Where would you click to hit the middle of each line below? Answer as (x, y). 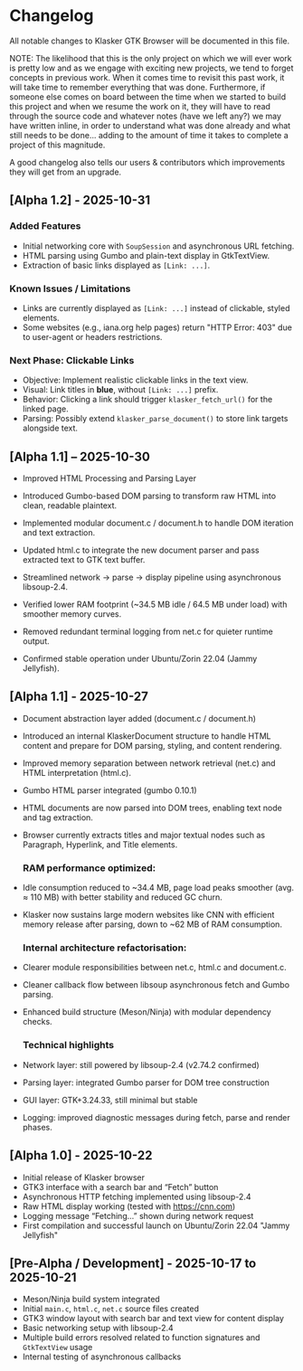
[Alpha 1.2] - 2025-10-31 (80, 200)
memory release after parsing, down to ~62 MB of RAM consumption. (152, 924)
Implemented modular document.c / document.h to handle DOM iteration (158, 523)
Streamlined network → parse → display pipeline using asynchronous (152, 577)
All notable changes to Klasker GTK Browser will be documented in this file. (150, 41)
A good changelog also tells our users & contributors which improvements (147, 162)
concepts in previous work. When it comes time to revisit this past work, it (147, 77)
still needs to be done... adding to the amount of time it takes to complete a (149, 135)
